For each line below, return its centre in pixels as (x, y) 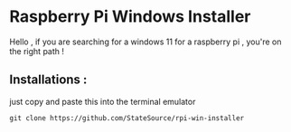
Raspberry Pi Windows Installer (130, 17)
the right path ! (37, 51)
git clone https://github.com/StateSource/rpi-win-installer (127, 118)
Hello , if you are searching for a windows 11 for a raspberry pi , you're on (145, 42)
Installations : (48, 80)
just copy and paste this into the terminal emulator (103, 101)
